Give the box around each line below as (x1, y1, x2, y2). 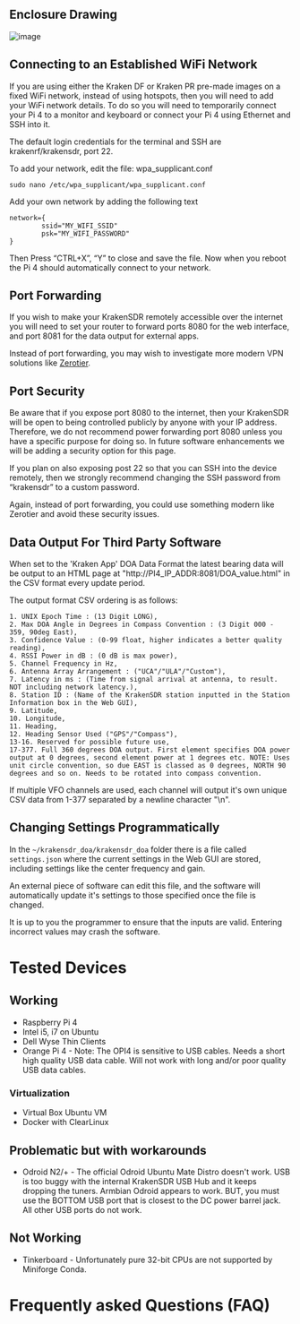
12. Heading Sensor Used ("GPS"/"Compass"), (9, 730, 178, 739)
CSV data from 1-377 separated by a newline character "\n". (9, 795, 231, 805)
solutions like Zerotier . (9, 357, 91, 368)
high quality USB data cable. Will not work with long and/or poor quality (21, 1054, 287, 1065)
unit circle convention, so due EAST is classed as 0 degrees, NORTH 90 (9, 761, 287, 770)
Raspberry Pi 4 (21, 1017, 78, 1027)
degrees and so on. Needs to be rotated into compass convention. (9, 769, 262, 778)
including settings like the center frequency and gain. (9, 863, 206, 873)
